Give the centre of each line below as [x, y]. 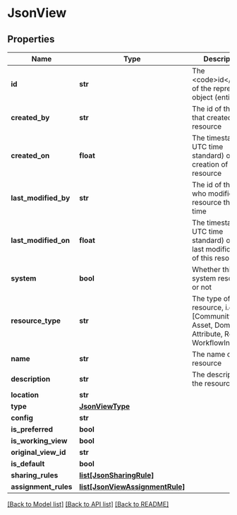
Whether [206, 270]
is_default [28, 464]
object [202, 97]
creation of [210, 164]
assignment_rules [42, 487]
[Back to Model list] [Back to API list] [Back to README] [88, 504]
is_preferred [32, 429]
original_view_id [38, 452]
